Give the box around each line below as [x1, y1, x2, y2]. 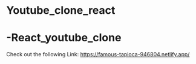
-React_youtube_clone [6, 31, 122, 45]
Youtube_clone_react [6, 4, 116, 17]
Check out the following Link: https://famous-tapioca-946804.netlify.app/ [6, 51, 190, 58]
